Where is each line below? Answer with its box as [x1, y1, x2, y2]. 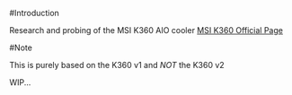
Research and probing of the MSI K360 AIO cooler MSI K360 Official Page [9, 25, 283, 35]
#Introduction [9, 8, 60, 18]
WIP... [9, 77, 31, 88]
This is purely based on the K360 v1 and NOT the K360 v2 [9, 60, 225, 70]
